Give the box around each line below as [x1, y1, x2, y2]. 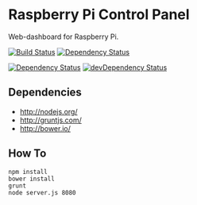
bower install [8, 175, 56, 183]
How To [8, 147, 47, 161]
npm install [8, 168, 48, 176]
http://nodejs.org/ [19, 106, 78, 116]
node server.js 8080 [8, 188, 77, 196]
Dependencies [8, 86, 82, 99]
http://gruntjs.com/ [19, 115, 82, 125]
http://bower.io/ [19, 123, 71, 133]
